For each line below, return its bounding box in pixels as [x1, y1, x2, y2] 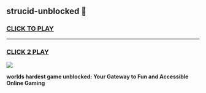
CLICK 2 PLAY [6, 47, 49, 56]
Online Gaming [6, 79, 45, 86]
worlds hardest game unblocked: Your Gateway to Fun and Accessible [6, 73, 189, 80]
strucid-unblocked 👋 [6, 6, 87, 17]
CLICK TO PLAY [6, 24, 54, 33]
